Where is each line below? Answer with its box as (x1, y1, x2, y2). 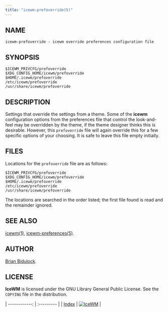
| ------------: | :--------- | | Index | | (5, 301, 102, 307)
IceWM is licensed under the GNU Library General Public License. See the (5, 286, 159, 292)
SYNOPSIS (5, 53, 40, 61)
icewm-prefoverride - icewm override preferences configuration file (5, 39, 154, 44)
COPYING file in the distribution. (5, 291, 67, 297)
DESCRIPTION (5, 98, 50, 106)
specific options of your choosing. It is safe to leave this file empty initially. (5, 133, 160, 139)
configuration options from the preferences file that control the (5, 116, 135, 122)
